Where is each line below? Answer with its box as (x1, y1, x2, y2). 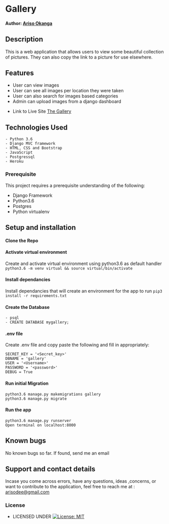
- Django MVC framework (5, 141, 56, 146)
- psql (5, 316, 19, 321)
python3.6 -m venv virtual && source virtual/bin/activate (5, 266, 133, 271)
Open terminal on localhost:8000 (5, 423, 76, 428)
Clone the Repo (5, 238, 39, 244)
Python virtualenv (12, 208, 50, 215)
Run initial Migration (5, 380, 49, 386)
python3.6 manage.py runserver (5, 418, 72, 423)
